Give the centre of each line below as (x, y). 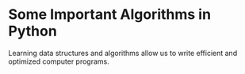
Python (33, 31)
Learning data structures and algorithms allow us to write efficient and (123, 53)
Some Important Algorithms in (110, 15)
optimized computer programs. (59, 61)
